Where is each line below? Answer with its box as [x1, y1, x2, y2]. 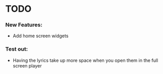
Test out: [5, 45, 28, 53]
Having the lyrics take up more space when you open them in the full [12, 57, 158, 63]
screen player [12, 62, 42, 69]
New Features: [5, 21, 43, 29]
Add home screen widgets [12, 33, 69, 39]
